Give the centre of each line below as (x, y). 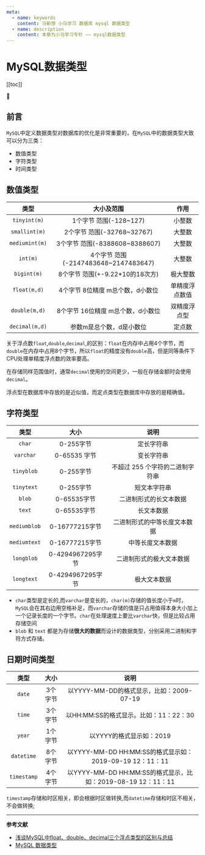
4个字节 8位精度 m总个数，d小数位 (109, 290)
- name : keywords (34, 18)
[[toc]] (14, 84)
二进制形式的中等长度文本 (150, 522)
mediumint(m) (28, 243)
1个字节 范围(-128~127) (109, 220)
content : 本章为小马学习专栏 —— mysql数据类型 (72, 35)
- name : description (38, 29)
